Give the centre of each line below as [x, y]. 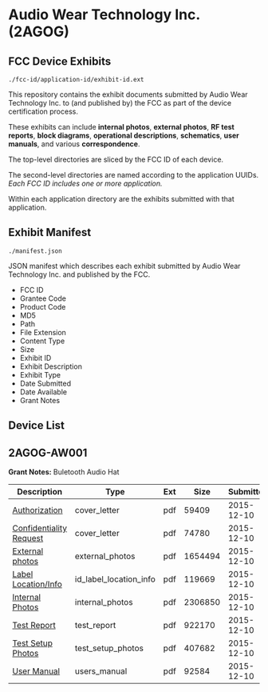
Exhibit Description [51, 366]
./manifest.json [35, 251]
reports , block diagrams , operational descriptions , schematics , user [124, 135]
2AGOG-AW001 [48, 452]
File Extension [43, 332]
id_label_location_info [115, 579]
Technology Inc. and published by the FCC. [79, 274]
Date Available [43, 392]
